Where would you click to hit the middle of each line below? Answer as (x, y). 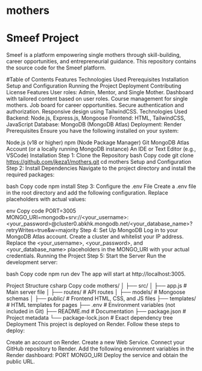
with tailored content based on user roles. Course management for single (97, 99)
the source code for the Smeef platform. (56, 68)
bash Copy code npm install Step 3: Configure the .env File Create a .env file (101, 186)
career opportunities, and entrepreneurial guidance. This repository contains (101, 62)
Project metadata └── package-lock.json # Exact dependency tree (90, 318)
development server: (32, 262)
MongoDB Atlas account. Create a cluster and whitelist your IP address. (95, 237)
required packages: (30, 175)
